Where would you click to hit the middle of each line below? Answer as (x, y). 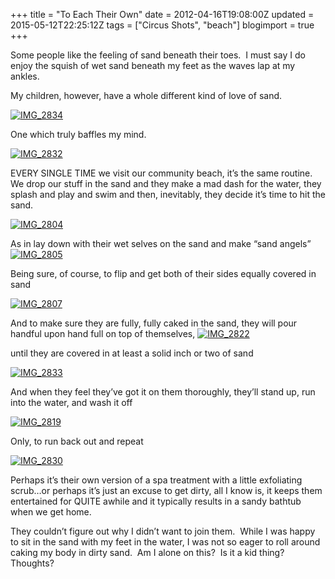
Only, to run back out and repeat (77, 441)
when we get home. (51, 512)
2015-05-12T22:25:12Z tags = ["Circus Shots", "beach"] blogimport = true (162, 25)
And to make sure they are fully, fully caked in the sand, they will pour (154, 323)
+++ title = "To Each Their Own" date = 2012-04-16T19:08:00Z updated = (162, 14)
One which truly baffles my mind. (78, 134)
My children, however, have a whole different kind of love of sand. (146, 95)
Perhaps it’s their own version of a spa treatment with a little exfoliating (156, 480)
